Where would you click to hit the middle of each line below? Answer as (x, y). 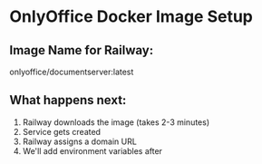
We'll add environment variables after (92, 150)
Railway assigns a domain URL (80, 141)
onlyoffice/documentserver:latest (72, 72)
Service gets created (62, 131)
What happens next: (68, 100)
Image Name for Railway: (82, 50)
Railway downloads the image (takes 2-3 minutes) (116, 122)
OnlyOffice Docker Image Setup (131, 17)
